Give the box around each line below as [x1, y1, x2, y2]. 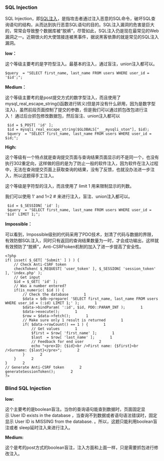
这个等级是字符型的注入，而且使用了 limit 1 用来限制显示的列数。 [5, 183, 134, 189]
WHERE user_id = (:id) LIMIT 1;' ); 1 [5, 301, 97, 306]
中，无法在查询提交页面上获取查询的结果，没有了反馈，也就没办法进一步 [5, 167, 150, 172]
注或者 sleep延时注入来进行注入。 [5, 424, 73, 430]
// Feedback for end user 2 [31, 340, 102, 344]
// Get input [14, 275, 41, 280]
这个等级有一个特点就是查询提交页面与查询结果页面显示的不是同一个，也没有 [5, 154, 159, 160]
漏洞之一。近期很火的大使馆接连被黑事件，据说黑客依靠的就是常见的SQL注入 [5, 34, 159, 40]
